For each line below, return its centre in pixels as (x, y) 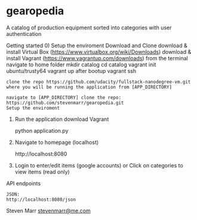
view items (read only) (42, 172)
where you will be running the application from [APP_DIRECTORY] (89, 87)
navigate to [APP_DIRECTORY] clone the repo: (64, 97)
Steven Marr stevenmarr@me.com (48, 210)
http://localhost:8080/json (41, 199)
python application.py (41, 130)
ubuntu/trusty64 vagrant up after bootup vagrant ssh (71, 71)
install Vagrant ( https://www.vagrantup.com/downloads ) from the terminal (97, 58)
